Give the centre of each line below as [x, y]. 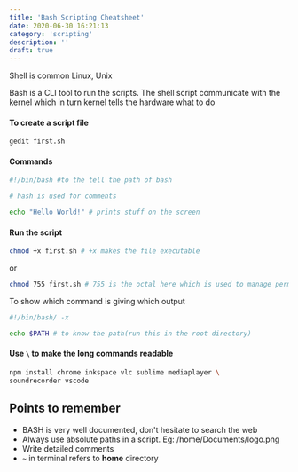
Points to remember [65, 409]
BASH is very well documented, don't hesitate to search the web [140, 429]
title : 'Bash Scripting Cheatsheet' [77, 17]
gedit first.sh [37, 142]
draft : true [31, 51]
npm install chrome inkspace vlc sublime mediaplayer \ [114, 372]
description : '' [39, 42]
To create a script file [49, 122]
